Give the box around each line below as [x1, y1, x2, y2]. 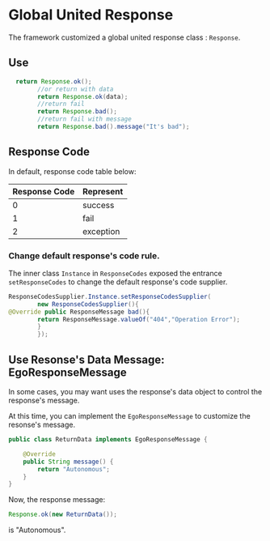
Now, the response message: [8, 495, 106, 505]
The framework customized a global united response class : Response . [8, 32, 241, 42]
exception [82, 225, 120, 236]
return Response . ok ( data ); [37, 92, 129, 100]
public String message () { [23, 458, 114, 466]
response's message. [8, 395, 80, 406]
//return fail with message [37, 115, 132, 123]
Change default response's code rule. [8, 249, 160, 261]
